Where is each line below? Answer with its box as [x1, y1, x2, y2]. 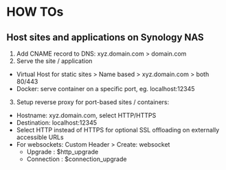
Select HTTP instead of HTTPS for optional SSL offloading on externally [16, 126, 220, 134]
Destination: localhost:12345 [16, 119, 98, 127]
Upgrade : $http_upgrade [26, 148, 99, 156]
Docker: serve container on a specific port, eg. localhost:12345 [16, 85, 195, 93]
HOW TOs [6, 4, 64, 20]
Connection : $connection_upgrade [26, 155, 127, 163]
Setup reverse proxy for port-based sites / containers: [16, 98, 170, 106]
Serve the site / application [16, 57, 93, 65]
